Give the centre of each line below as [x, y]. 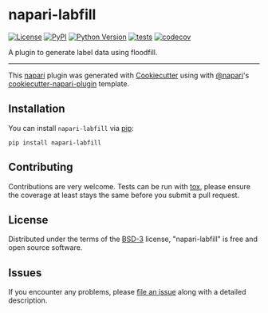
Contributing [41, 167]
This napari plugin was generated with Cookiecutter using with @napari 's [129, 75]
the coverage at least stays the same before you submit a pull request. [124, 195]
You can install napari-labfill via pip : [71, 128]
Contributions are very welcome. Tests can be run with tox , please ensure [130, 186]
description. [28, 300]
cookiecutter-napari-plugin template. [69, 83]
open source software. [45, 248]
